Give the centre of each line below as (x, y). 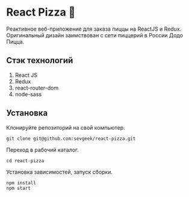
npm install (21, 183)
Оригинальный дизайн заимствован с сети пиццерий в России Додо (95, 35)
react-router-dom (37, 88)
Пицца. (15, 41)
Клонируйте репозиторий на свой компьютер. (66, 127)
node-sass (28, 94)
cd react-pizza (25, 161)
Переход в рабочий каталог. (43, 150)
